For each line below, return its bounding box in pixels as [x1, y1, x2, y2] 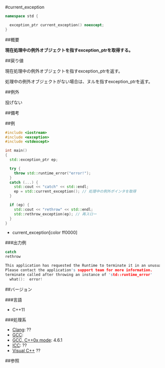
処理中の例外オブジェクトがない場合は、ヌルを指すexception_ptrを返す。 [5, 78, 153, 84]
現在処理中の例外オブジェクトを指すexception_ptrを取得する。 [5, 47, 134, 53]
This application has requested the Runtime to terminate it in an [5, 263, 146, 268]
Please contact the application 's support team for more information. [5, 268, 153, 273]
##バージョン [5, 286, 32, 292]
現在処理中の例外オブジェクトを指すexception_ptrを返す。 [5, 68, 123, 74]
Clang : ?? [12, 327, 31, 333]
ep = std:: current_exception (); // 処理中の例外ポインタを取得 [14, 189, 137, 194]
